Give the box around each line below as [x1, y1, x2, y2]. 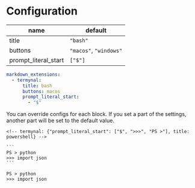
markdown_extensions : [6, 71, 61, 77]
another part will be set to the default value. [6, 117, 114, 125]
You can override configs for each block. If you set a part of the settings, [6, 111, 187, 118]
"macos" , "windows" [69, 46, 123, 54]
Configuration [6, 4, 78, 18]
